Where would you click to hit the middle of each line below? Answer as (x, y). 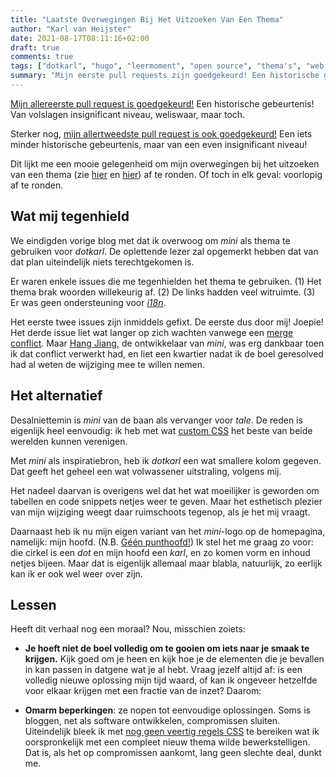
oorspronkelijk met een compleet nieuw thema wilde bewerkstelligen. (167, 742)
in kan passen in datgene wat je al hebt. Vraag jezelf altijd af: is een (163, 670)
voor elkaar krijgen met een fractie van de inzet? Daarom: (143, 691)
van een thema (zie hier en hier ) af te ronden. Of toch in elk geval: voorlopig (166, 174)
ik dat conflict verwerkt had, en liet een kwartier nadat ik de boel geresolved (167, 353)
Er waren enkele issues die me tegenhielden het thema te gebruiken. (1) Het (166, 281)
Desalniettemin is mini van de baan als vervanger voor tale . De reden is (156, 420)
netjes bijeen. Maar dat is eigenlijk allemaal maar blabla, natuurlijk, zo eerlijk (166, 563)
